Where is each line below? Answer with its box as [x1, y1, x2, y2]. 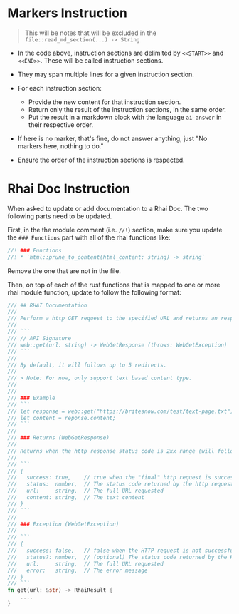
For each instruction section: [17, 83, 102, 92]
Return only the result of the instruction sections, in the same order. [28, 105, 226, 113]
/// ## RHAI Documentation [7, 302, 87, 309]
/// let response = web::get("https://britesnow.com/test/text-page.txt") [7, 408, 234, 415]
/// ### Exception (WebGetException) [7, 521, 119, 528]
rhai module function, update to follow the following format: [7, 287, 181, 297]
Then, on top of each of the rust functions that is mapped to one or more [7, 280, 221, 289]
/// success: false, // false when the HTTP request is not [7, 547, 202, 554]
